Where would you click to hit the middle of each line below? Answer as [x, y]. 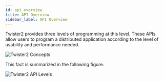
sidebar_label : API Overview [36, 19]
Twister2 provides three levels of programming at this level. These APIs [80, 34]
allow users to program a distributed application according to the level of [82, 39]
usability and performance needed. [42, 45]
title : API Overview [27, 15]
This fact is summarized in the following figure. [55, 65]
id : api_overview [24, 10]
